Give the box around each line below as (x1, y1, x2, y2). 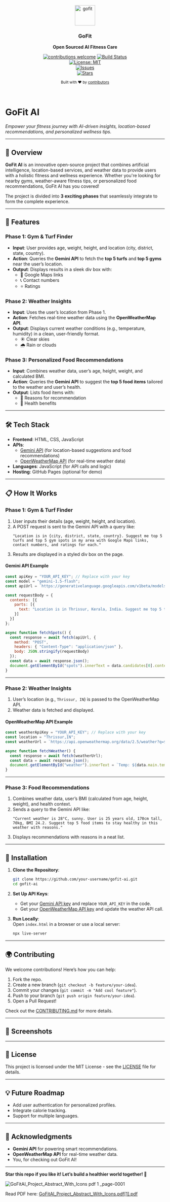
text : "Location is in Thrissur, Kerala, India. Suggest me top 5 (18, 607, 162, 612)
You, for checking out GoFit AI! (12, 1156, 77, 1162)
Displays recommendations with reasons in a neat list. (12, 834, 125, 840)
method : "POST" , (14, 640, 49, 645)
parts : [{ (14, 602, 35, 607)
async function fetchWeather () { (5, 748, 76, 753)
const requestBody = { (5, 592, 53, 598)
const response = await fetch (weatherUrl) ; (10, 753, 103, 758)
